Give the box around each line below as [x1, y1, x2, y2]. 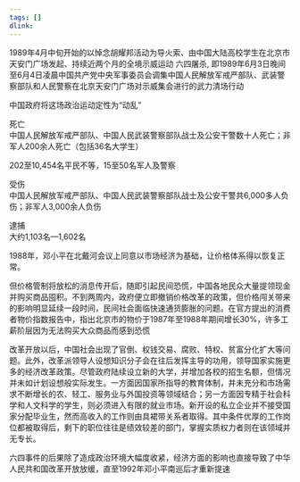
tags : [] [9, 12, 42, 22]
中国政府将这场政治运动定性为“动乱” [9, 99, 142, 110]
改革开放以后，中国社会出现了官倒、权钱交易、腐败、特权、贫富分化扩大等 [9, 344, 283, 354]
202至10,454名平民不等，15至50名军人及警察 [9, 160, 176, 170]
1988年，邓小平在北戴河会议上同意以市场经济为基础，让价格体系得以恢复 [9, 250, 278, 261]
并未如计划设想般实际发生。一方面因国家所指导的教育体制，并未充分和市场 [9, 377, 283, 388]
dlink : [9, 21, 34, 30]
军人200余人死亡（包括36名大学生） [9, 140, 144, 152]
